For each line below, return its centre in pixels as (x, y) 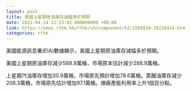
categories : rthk (27, 33)
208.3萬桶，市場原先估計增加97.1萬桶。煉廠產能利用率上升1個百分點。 (91, 83)
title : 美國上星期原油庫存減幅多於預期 (48, 17)
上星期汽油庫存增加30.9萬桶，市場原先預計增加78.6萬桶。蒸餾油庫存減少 (94, 76)
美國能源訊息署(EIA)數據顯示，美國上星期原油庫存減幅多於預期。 (84, 51)
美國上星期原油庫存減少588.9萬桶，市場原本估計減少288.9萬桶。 (85, 63)
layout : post (22, 11)
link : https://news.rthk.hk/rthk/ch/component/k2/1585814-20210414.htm (95, 28)
